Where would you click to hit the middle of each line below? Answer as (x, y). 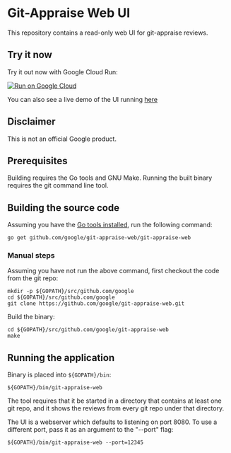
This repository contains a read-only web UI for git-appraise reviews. (108, 33)
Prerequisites (37, 161)
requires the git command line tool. (58, 185)
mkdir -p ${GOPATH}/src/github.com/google (71, 292)
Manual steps (31, 256)
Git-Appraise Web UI (69, 13)
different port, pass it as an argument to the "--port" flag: (90, 430)
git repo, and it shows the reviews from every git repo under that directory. (116, 408)
